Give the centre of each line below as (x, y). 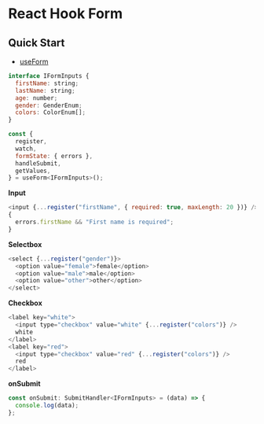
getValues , (33, 171)
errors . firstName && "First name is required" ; (95, 222)
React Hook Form (66, 14)
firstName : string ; (47, 83)
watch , (26, 149)
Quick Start (37, 43)
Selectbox (25, 244)
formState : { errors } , (54, 156)
